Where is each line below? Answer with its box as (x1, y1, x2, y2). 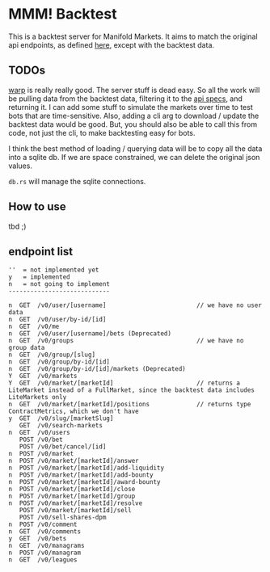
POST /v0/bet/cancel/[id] (19, 443, 107, 451)
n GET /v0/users (8, 429, 70, 437)
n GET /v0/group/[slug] (8, 351, 95, 360)
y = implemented (8, 273, 70, 281)
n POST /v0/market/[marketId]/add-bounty (8, 471, 154, 479)
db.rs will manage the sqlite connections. (8, 176, 146, 186)
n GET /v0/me (8, 322, 60, 331)
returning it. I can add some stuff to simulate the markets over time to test (8, 102, 253, 111)
